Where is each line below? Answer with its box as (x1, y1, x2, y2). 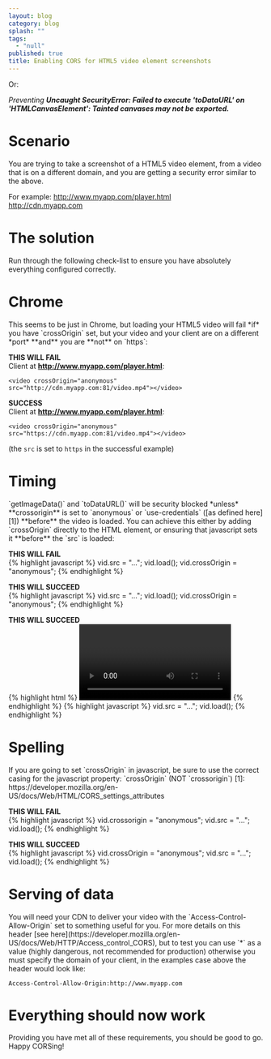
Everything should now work (8, 1006, 206, 1024)
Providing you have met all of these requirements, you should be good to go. (8, 1033, 264, 1043)
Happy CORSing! (8, 1041, 65, 1051)
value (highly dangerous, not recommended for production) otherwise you (8, 946, 256, 956)
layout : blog (8, 11, 53, 20)
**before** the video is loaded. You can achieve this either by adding (20, 516, 252, 525)
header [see (8, 929, 49, 939)
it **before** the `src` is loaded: (8, 533, 115, 543)
